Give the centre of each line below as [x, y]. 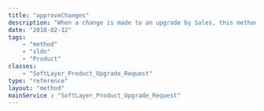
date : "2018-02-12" [40, 30]
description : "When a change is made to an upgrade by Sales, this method [133, 23]
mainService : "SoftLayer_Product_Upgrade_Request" [94, 95]
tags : [17, 37]
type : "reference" [38, 81]
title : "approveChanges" [49, 15]
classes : [22, 66]
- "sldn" [37, 52]
